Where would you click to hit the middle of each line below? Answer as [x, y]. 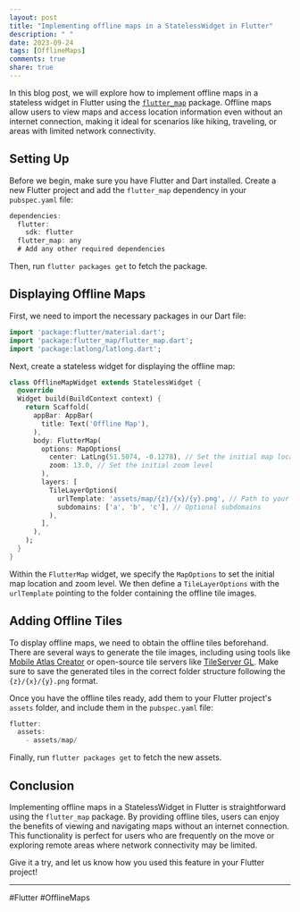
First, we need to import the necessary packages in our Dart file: [128, 316]
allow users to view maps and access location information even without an [146, 112]
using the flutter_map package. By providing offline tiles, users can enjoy [144, 816]
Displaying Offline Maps [77, 295]
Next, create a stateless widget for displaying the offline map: [122, 366]
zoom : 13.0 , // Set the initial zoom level [131, 466]
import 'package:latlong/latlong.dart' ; [86, 349]
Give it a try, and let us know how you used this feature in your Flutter [137, 862]
